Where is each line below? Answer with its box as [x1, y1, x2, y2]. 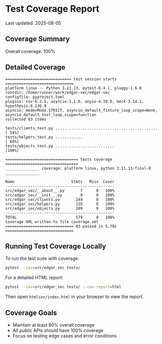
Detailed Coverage [5, 63, 66, 72]
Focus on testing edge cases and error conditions [12, 332, 117, 339]
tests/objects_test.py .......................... [5, 143, 115, 148]
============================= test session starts [5, 76, 117, 82]
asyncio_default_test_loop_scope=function [5, 112, 96, 117]
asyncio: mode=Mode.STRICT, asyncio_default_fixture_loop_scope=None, [5, 108, 158, 113]
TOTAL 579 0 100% [5, 215, 115, 220]
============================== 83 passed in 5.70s [5, 224, 117, 229]
